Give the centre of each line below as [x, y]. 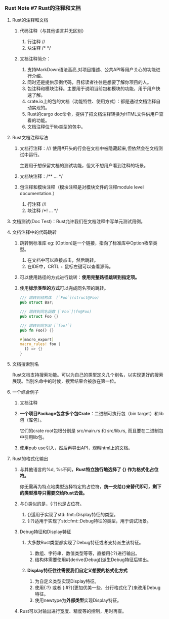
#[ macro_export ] [37, 339]
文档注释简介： [35, 59]
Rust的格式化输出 [30, 459]
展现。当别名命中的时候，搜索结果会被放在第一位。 [65, 381]
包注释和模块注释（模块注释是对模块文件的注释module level [82, 187]
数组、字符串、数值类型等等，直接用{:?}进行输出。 [87, 553]
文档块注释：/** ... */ [41, 176]
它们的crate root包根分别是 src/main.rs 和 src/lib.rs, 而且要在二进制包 [91, 431]
